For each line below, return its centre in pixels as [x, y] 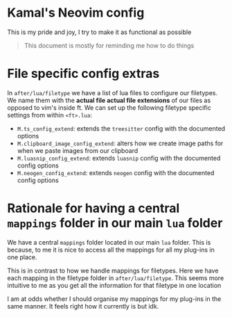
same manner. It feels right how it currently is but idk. [83, 306]
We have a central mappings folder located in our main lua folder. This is [109, 242]
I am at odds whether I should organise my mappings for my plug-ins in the [114, 299]
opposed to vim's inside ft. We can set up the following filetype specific [109, 107]
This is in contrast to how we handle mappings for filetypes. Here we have [113, 270]
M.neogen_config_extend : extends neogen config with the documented [116, 172]
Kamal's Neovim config [76, 13]
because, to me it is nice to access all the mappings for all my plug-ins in [111, 250]
